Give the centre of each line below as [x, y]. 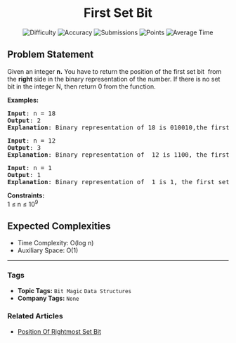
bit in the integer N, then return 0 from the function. [81, 86]
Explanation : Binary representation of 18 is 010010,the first [118, 127]
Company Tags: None [48, 298]
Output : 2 [24, 120]
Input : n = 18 [32, 113]
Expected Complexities [59, 226]
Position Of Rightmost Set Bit [59, 331]
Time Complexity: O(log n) [55, 243]
